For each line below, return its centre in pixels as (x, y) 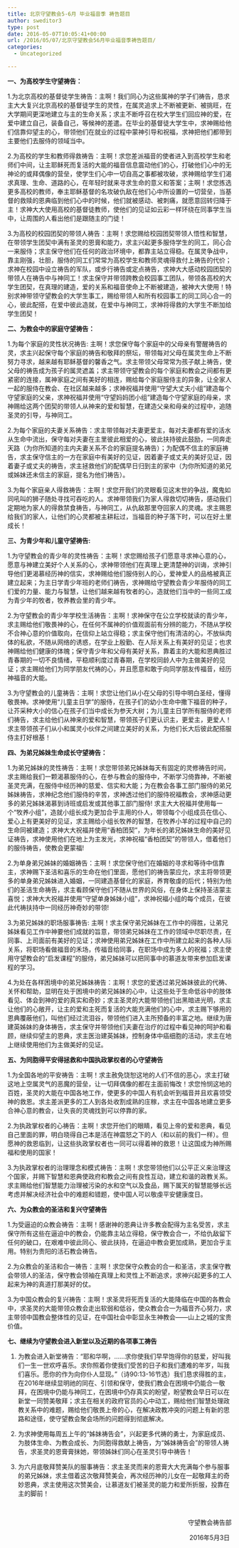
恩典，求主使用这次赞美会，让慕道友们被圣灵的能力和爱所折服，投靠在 (127, 1484)
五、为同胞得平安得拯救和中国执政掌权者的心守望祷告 (85, 1059)
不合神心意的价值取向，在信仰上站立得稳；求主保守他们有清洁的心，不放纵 (116, 633)
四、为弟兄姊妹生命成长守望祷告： (57, 752)
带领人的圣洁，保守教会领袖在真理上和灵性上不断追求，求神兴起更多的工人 (122, 1275)
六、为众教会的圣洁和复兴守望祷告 (57, 1209)
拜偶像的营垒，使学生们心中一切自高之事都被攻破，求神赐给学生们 (128, 173)
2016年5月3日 (210, 1537)
